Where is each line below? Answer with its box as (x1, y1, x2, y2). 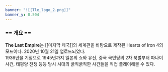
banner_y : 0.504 (5, 12, 39, 17)
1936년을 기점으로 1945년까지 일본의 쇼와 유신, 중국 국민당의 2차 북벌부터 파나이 (5, 54, 163, 60)
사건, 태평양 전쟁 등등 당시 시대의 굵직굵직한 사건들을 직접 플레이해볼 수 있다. (5, 61, 155, 67)
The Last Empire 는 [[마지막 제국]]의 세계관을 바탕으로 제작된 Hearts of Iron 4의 (5, 42, 163, 48)
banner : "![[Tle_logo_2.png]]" (5, 7, 71, 13)
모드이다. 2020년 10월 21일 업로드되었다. (5, 48, 86, 54)
